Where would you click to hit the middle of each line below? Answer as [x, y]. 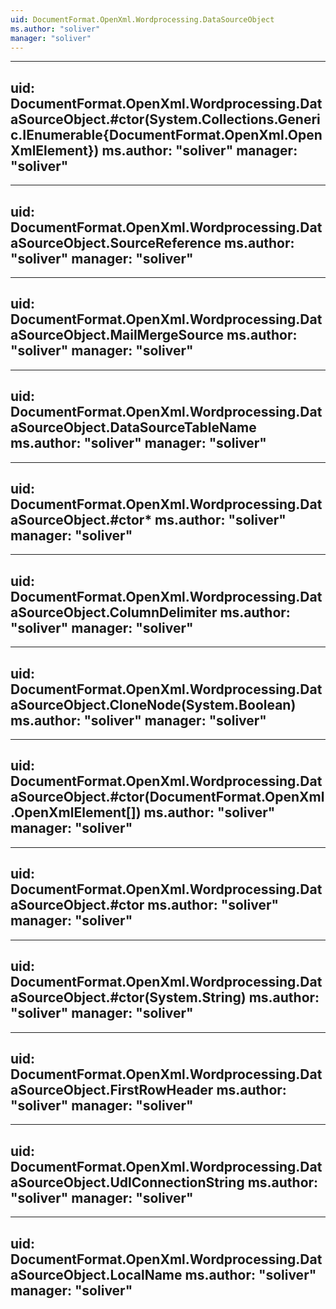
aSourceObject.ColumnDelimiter [114, 612]
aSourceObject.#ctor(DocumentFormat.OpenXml [167, 797]
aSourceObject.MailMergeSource [117, 335]
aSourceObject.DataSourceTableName [133, 427]
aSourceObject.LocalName [96, 1274]
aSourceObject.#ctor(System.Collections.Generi [165, 119]
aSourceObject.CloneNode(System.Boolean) [153, 704]
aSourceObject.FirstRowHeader [112, 1089]
